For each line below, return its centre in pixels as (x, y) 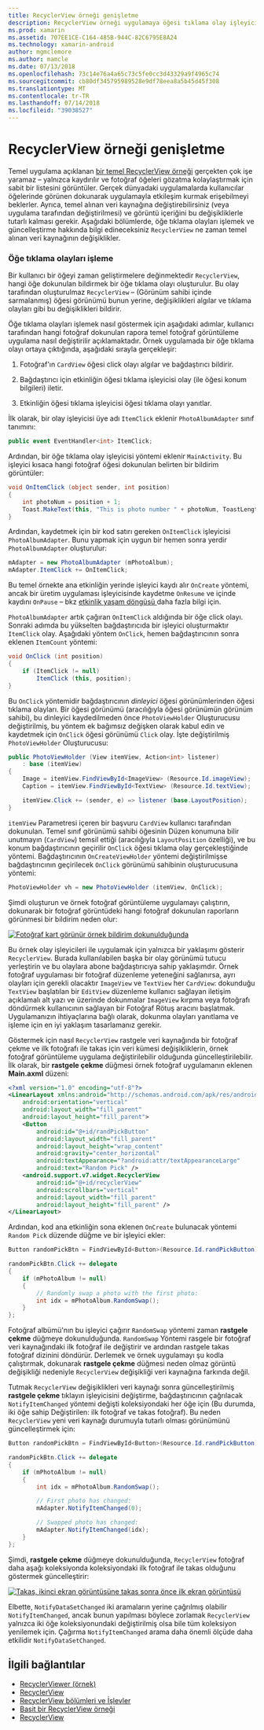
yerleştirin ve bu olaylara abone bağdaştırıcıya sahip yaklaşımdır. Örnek (123, 966)
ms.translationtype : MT (47, 88)
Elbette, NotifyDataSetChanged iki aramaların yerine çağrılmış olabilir (117, 1607)
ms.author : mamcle (38, 60)
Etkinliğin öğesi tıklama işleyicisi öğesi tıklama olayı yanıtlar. (115, 403)
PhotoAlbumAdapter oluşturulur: (58, 548)
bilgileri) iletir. (41, 388)
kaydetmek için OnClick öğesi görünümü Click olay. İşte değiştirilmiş (119, 734)
